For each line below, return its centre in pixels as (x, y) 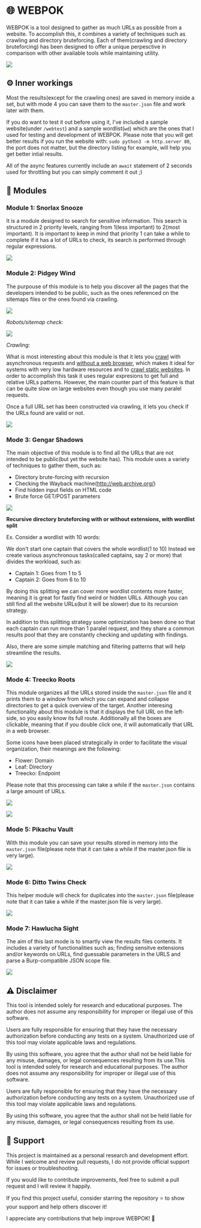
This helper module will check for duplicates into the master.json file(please (100, 895)
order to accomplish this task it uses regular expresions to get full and (92, 375)
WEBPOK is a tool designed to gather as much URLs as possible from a (94, 27)
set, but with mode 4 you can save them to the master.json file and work (96, 104)
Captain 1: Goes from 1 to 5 (48, 573)
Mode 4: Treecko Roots (41, 679)
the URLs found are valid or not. (46, 413)
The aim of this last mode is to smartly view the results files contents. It (94, 942)
